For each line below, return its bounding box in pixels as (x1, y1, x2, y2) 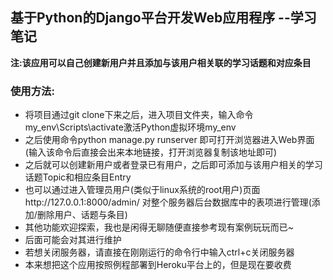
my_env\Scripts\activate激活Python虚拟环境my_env (24, 121, 237, 133)
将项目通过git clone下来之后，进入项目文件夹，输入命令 (24, 109, 254, 121)
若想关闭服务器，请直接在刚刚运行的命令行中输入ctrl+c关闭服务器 (24, 246, 295, 258)
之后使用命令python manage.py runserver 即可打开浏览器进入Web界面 (24, 134, 315, 146)
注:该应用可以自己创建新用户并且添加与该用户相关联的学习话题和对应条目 (10, 56, 312, 68)
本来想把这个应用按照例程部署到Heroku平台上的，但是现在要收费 (24, 259, 292, 271)
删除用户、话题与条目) (36, 209, 128, 221)
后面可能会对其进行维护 (24, 234, 122, 246)
